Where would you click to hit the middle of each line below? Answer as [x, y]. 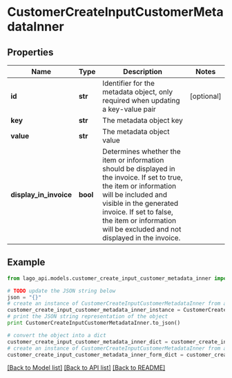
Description [143, 72]
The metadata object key [143, 120]
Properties [30, 52]
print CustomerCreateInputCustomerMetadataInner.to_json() [94, 323]
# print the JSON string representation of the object [88, 316]
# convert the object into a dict [57, 335]
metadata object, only [138, 92]
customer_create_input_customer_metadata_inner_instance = [94, 310]
